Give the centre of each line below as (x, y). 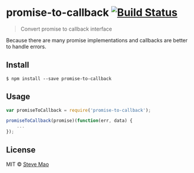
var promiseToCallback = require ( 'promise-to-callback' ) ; (78, 110)
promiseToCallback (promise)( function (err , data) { (69, 121)
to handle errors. (26, 46)
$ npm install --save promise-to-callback (59, 79)
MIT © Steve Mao (28, 164)
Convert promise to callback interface (66, 29)
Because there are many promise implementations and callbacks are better (97, 40)
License (21, 150)
